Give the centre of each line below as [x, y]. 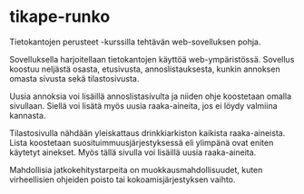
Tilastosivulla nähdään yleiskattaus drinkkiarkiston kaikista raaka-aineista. [147, 132]
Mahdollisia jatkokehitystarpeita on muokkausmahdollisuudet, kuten [136, 170]
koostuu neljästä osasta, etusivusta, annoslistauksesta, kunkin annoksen [145, 69]
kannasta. [28, 115]
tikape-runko [60, 17]
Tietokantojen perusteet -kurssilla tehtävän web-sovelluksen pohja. [135, 42]
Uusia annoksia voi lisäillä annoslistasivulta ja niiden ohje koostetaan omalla [151, 96]
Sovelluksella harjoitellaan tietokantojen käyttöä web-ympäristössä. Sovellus [152, 59]
